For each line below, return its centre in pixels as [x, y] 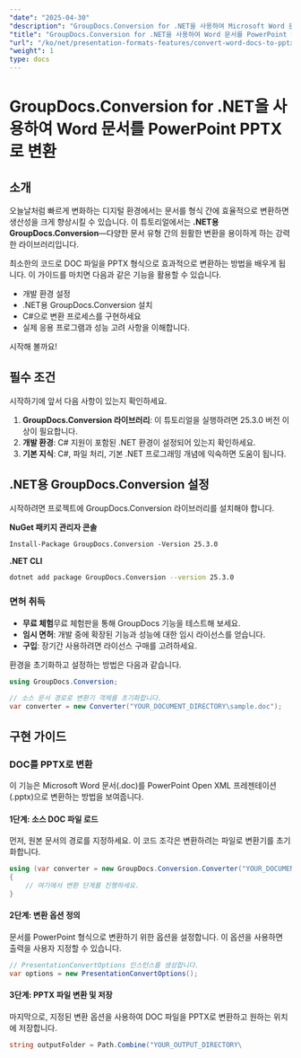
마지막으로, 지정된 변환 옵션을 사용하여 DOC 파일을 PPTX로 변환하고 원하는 [140, 1017]
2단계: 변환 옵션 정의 [45, 915]
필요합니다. [58, 431]
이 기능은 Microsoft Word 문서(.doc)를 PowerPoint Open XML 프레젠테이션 [143, 786]
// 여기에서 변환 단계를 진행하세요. [82, 886]
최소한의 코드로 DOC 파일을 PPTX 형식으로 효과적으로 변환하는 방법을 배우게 [143, 263]
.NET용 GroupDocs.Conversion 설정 [109, 485]
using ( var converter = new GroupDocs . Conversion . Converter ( [126, 869]
